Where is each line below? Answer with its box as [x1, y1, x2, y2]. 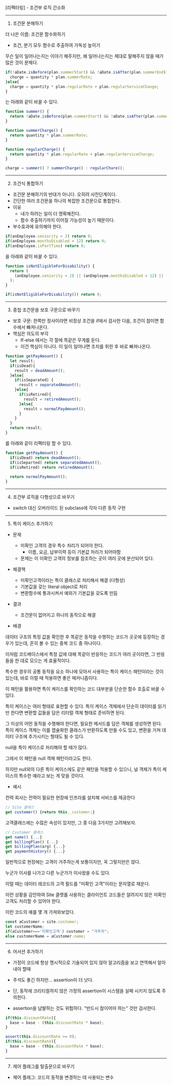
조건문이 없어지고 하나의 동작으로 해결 [20, 612, 96, 618]
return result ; [10, 425, 42, 431]
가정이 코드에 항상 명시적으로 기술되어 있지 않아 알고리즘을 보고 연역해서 [12, 959, 157, 966]
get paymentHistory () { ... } [5, 849, 66, 854]
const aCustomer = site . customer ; [5, 919, 79, 924]
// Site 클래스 [5, 805, 35, 810]
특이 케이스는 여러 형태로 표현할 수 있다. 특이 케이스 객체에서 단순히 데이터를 [5, 703, 157, 709]
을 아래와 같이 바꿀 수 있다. [5, 253, 59, 259]
